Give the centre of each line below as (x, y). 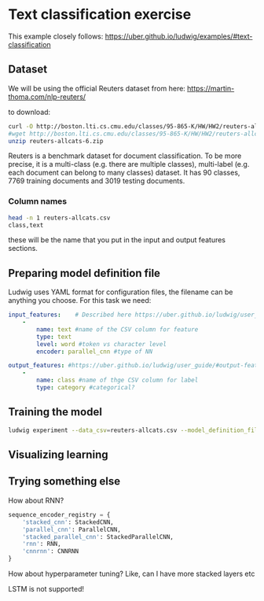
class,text (26, 225)
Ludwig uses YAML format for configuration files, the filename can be (121, 292)
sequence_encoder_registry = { (59, 514)
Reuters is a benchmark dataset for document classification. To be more (125, 156)
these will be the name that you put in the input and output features (117, 240)
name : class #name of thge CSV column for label (117, 380)
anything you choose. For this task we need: (80, 300)
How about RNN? (36, 500)
